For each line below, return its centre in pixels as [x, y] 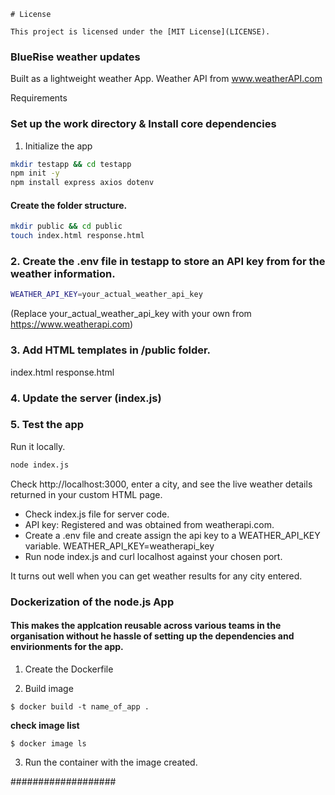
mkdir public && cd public [66, 226]
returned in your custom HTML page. [86, 494]
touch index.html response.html [77, 236]
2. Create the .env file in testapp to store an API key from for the [168, 262]
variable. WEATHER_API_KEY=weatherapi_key [119, 546]
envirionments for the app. [67, 647]
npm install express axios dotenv [82, 183]
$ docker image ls [48, 743]
